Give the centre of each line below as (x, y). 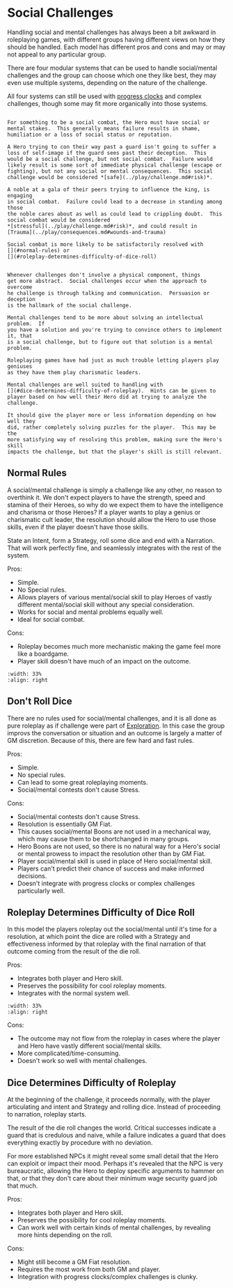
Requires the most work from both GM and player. (89, 1269)
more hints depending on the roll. (65, 1235)
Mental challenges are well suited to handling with (85, 385)
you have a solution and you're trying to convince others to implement (115, 330)
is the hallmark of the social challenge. (70, 305)
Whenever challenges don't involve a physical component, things (104, 275)
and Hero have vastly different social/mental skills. (89, 1046)
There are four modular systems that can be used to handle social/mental (112, 68)
